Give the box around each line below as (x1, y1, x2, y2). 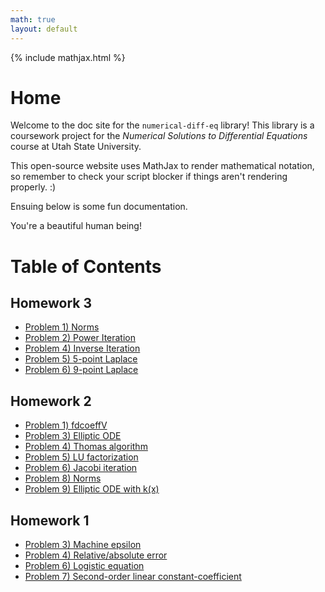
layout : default (10, 24, 78, 34)
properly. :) (10, 181, 57, 193)
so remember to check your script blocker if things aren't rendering (10, 171, 288, 183)
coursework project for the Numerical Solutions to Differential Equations (10, 130, 308, 142)
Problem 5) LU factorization (24, 451, 139, 463)
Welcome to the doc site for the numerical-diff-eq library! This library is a (10, 119, 315, 131)
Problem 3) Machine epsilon (24, 539, 142, 551)
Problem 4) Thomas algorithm (24, 441, 148, 453)
